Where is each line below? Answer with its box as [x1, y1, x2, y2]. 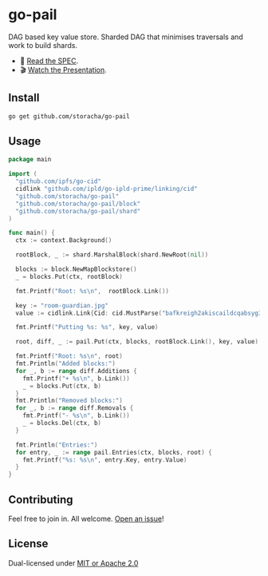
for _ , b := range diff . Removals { [15, 404, 134, 412]
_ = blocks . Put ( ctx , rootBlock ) [15, 272, 124, 280]
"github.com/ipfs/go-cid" [15, 177, 102, 185]
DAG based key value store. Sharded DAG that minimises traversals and [8, 32, 243, 42]
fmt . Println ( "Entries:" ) [15, 441, 98, 449]
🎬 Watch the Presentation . [19, 65, 108, 74]
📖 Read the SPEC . [19, 56, 78, 66]
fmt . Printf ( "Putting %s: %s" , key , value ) [15, 324, 159, 332]
